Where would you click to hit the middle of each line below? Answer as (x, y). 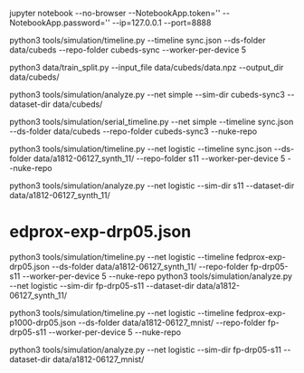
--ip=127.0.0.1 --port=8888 (161, 23)
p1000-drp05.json (43, 322)
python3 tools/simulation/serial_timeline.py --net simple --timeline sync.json (152, 122)
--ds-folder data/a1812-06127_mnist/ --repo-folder (172, 322)
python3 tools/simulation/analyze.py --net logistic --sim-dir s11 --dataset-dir (152, 186)
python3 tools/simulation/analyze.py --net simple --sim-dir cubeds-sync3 (147, 95)
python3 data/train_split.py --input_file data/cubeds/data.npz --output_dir (147, 67)
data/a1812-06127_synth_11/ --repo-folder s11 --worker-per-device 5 (159, 158)
